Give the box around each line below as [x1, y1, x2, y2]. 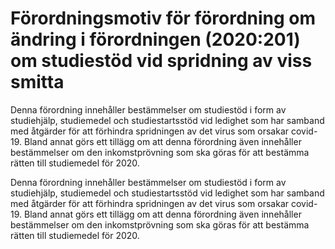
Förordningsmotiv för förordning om [10, 7, 317, 30]
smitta [10, 71, 65, 94]
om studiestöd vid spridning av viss [10, 50, 313, 72]
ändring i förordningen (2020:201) [10, 28, 301, 51]
